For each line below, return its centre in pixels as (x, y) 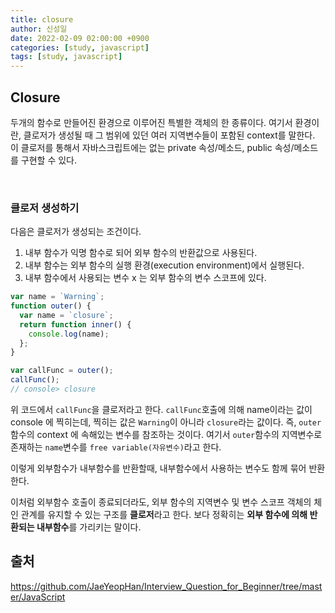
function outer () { (51, 306)
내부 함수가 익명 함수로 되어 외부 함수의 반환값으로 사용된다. (141, 253)
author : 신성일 (39, 29)
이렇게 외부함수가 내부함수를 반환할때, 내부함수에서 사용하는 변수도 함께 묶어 (158, 468)
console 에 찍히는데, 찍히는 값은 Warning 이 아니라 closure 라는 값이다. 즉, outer (166, 422)
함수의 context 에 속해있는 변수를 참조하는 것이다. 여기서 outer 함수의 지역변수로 (166, 434)
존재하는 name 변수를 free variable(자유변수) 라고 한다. (116, 447)
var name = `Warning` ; (57, 297)
